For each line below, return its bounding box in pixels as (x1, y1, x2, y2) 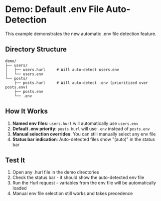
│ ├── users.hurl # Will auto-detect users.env (5, 67, 120, 72)
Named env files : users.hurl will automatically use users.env (12, 120, 139, 126)
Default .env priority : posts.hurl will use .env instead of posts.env (12, 125, 150, 131)
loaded (12, 185, 27, 191)
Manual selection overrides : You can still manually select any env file (12, 131, 156, 137)
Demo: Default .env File (5, 3, 104, 15)
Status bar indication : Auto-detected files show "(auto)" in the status (12, 136, 156, 142)
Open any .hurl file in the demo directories (12, 169, 99, 175)
